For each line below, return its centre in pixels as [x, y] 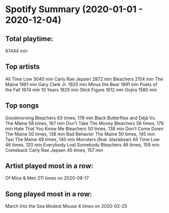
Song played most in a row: [49, 194]
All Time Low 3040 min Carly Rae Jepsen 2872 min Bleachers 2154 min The [84, 79]
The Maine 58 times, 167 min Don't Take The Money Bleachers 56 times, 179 [84, 123]
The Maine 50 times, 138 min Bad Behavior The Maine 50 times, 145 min [80, 134]
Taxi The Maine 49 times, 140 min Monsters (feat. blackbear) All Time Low [82, 139]
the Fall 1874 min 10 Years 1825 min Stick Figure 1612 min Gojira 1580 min [81, 90]
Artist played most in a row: [49, 166]
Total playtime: [29, 39]
